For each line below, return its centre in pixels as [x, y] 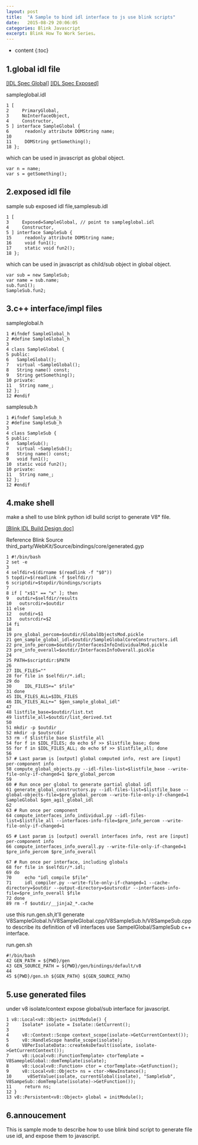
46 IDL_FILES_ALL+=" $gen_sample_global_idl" [63, 702]
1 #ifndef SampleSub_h [34, 417]
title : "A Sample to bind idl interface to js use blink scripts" [91, 17]
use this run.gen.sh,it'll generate [45, 914]
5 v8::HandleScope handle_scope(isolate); [64, 1040]
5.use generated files [46, 995]
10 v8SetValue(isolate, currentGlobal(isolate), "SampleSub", [91, 1076]
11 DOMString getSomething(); [49, 142]
